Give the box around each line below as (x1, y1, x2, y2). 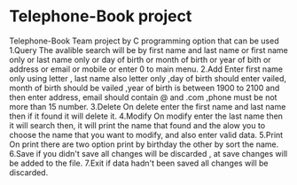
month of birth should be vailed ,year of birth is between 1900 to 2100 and (9, 82, 280, 93)
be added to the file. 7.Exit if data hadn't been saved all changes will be (9, 158, 269, 168)
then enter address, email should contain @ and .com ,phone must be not (9, 91, 277, 103)
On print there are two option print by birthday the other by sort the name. (9, 139, 279, 150)
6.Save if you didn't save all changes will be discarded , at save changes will (9, 148, 288, 158)
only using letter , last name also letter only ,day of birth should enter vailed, (9, 73, 286, 83)
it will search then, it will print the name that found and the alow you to (9, 119, 266, 130)
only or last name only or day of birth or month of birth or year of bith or (9, 54, 272, 65)
